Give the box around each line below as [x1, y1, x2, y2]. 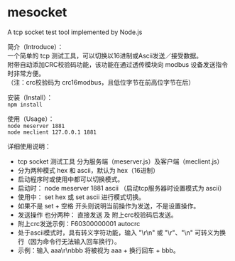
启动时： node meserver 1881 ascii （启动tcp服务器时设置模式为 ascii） [17, 183, 226, 192]
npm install [7, 101, 43, 108]
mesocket [7, 4, 67, 21]
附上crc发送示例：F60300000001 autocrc [17, 219, 141, 228]
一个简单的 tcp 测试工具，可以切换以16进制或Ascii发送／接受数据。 [7, 51, 203, 60]
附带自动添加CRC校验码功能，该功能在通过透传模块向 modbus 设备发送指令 [7, 60, 229, 68]
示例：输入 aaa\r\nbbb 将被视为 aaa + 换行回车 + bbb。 [17, 246, 180, 255]
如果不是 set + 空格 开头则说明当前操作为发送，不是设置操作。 [17, 201, 200, 210]
